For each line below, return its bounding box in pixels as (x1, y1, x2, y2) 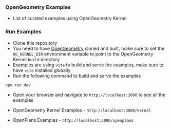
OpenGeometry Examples (5, 4, 71, 11)
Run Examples (5, 28, 42, 35)
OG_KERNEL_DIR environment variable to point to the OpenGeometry (12, 50, 154, 57)
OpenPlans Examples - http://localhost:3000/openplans (12, 117, 134, 123)
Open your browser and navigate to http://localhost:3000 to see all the (12, 92, 166, 98)
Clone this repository (12, 40, 58, 46)
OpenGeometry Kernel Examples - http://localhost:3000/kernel (12, 107, 151, 114)
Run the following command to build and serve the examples (12, 72, 141, 79)
